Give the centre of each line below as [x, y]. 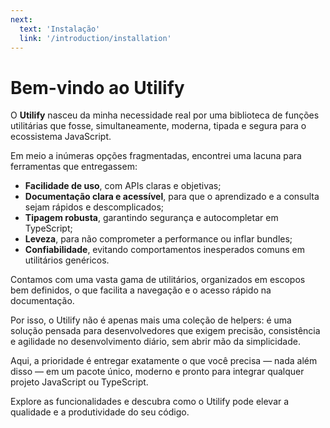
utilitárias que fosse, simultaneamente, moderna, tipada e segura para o [158, 126]
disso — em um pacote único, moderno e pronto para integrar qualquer [157, 372]
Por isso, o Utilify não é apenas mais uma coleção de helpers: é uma [151, 320]
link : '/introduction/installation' [95, 38]
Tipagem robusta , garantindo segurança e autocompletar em [151, 218]
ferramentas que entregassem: [74, 167]
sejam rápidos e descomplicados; [94, 207]
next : [21, 19]
